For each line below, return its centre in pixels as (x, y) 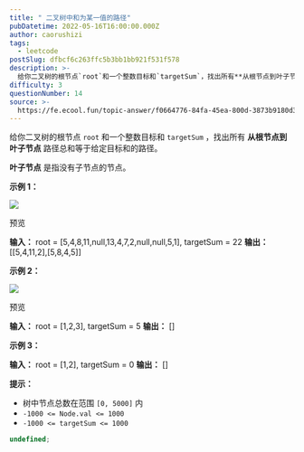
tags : (19, 43)
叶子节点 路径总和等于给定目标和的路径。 (86, 148)
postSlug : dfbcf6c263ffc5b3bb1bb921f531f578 (95, 60)
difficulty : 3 (36, 85)
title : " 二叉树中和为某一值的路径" (70, 18)
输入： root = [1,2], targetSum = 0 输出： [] (89, 365)
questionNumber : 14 (46, 93)
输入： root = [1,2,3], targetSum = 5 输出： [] (92, 326)
